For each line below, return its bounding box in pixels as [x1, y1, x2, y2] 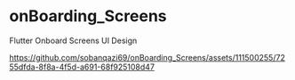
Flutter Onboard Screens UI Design [9, 35, 138, 46]
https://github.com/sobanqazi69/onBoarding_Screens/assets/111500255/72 [9, 52, 286, 62]
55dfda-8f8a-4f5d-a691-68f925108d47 [9, 62, 155, 72]
